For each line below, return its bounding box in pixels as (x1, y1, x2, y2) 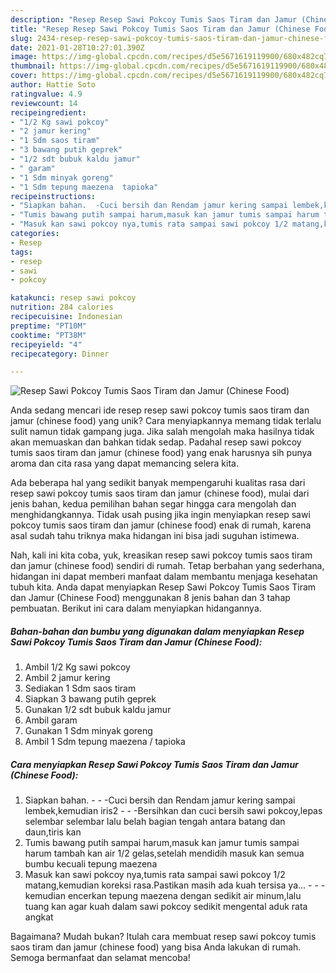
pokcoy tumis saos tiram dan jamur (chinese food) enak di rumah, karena (10, 519, 312, 531)
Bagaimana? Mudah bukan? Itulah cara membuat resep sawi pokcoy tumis (10, 931, 317, 943)
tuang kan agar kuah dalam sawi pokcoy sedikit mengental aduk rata (24, 901, 308, 913)
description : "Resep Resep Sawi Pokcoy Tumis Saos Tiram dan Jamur (10, 14, 298, 25)
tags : (10, 247, 33, 257)
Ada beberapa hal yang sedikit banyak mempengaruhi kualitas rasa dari (10, 477, 306, 489)
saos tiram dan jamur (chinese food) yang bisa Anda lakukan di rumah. (10, 941, 302, 953)
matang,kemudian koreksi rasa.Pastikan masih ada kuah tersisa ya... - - (24, 879, 319, 891)
